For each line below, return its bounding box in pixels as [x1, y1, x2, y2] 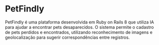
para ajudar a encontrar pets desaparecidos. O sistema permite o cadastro [5, 24, 154, 30]
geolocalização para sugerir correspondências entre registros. [5, 34, 130, 40]
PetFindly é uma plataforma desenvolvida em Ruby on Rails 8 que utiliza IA [5, 19, 154, 25]
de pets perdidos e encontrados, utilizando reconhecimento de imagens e [5, 29, 153, 35]
